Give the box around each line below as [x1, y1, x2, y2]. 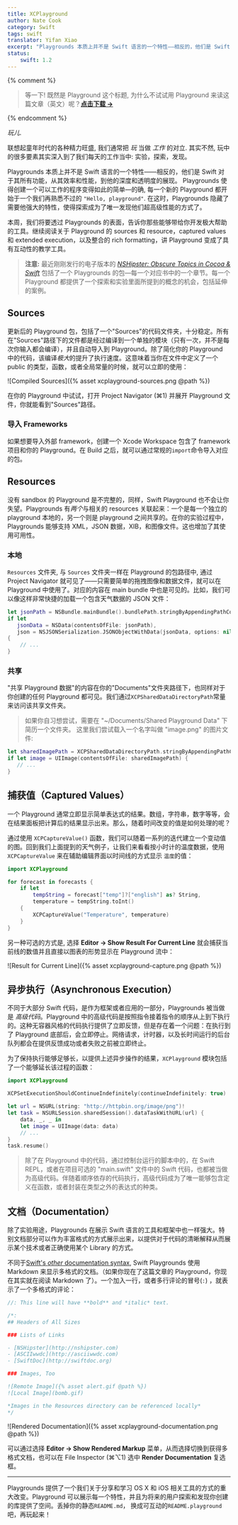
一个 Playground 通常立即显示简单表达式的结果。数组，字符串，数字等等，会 [7, 809, 230, 818]
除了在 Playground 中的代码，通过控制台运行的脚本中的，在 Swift [24, 1156, 215, 1165]
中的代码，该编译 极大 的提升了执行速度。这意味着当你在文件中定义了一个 [7, 353, 218, 362]
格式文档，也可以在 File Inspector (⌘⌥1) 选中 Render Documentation [7, 1453, 212, 1461]
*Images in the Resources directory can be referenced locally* [7, 1402, 201, 1409]
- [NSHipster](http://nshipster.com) [7, 1344, 119, 1351]
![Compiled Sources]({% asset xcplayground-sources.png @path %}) [7, 377, 210, 385]
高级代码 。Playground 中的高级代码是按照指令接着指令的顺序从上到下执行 [15, 1012, 230, 1021]
